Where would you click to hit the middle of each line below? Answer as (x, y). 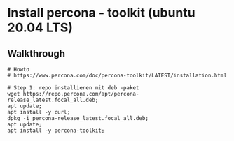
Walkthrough (36, 53)
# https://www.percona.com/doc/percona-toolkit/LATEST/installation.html (117, 75)
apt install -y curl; (39, 112)
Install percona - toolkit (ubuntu (101, 13)
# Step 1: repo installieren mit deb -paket (73, 88)
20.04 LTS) (40, 28)
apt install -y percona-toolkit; (56, 131)
